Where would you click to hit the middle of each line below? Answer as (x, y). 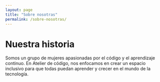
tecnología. (17, 74)
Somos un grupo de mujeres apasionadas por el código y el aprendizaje (80, 58)
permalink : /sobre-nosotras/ (36, 19)
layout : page (19, 10)
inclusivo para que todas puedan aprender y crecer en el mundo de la (78, 69)
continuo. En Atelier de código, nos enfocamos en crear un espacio (75, 63)
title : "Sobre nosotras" (31, 15)
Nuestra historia (40, 44)
